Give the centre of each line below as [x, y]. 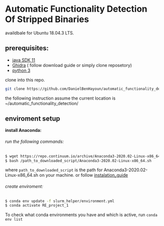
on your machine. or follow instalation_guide [84, 175]
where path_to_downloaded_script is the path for [54, 170]
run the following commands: [35, 142]
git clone [15, 89]
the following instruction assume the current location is [60, 98]
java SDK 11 [24, 60]
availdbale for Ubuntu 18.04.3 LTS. [40, 33]
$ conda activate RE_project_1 [37, 205]
